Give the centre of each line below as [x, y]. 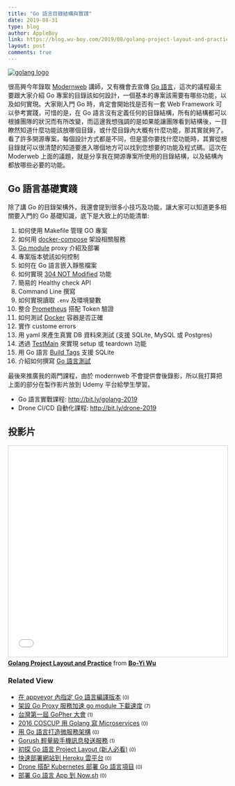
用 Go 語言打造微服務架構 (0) [58, 732]
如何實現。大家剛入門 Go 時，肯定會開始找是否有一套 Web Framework [114, 104]
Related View [31, 681]
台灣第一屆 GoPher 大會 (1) [55, 714]
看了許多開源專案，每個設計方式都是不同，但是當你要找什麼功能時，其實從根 [117, 138]
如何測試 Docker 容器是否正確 [60, 317]
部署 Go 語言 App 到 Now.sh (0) [62, 775]
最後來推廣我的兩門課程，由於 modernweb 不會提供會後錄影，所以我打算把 [115, 376]
